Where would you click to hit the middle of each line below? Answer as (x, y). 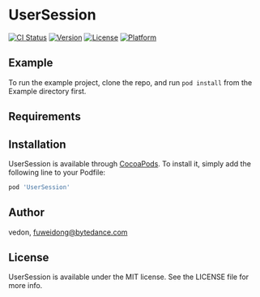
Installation (37, 144)
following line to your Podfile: (57, 172)
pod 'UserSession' (39, 187)
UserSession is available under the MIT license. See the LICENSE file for (129, 277)
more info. (26, 286)
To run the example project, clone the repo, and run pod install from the (130, 82)
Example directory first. (47, 91)
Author (26, 213)
